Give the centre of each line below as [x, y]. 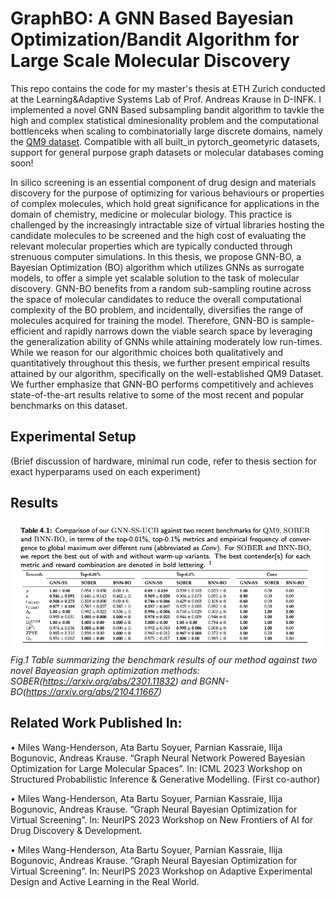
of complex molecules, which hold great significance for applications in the [165, 203]
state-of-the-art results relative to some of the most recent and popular [157, 394]
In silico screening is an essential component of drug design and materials [163, 182]
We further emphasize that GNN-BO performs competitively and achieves [162, 384]
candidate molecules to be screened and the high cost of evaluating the [158, 235]
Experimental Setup [73, 437]
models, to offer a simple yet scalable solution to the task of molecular [155, 278]
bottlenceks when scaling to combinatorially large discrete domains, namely [166, 131]
